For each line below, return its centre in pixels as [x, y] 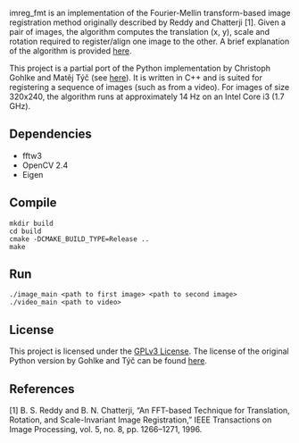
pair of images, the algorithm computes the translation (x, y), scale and [140, 32]
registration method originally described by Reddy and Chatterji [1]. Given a [148, 22]
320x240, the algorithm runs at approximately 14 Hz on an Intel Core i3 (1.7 [147, 96]
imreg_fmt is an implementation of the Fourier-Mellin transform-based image [150, 13]
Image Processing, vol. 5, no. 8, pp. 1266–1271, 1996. [106, 430]
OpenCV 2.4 [45, 165]
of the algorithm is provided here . [71, 51]
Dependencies [50, 134]
